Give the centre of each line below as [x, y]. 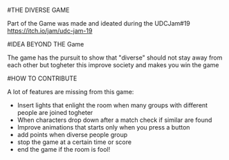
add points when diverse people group [72, 135]
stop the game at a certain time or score [74, 142]
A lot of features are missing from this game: [71, 92]
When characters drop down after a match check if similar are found [114, 120]
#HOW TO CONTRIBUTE [42, 78]
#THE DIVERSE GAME [38, 10]
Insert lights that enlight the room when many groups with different [112, 105]
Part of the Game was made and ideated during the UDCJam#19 [99, 23]
